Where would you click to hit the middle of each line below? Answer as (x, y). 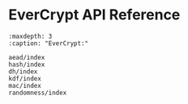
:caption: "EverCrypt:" (49, 43)
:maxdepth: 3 (30, 36)
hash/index (27, 64)
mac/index (25, 85)
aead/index (27, 57)
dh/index (23, 71)
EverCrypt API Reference (94, 15)
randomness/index (38, 93)
